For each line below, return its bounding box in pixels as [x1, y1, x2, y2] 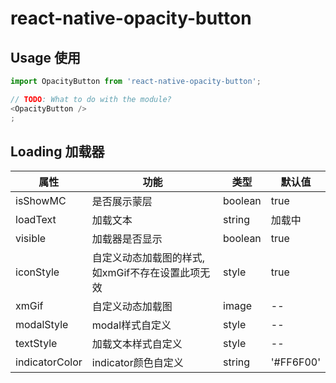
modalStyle [15, 318, 69, 332]
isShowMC [15, 194, 67, 208]
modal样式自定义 [91, 318, 172, 332]
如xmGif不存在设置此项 [91, 266, 201, 280]
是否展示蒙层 [91, 195, 153, 209]
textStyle [15, 337, 58, 351]
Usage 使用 [10, 49, 82, 66]
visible [15, 232, 47, 246]
